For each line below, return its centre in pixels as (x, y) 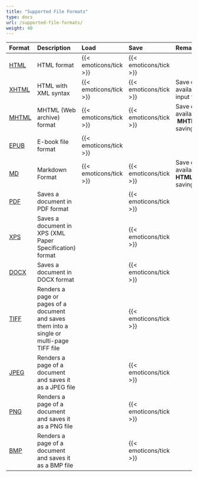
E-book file (53, 142)
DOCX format (56, 279)
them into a (53, 326)
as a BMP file (55, 465)
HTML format (56, 65)
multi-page (53, 341)
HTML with (52, 86)
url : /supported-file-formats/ (44, 22)
